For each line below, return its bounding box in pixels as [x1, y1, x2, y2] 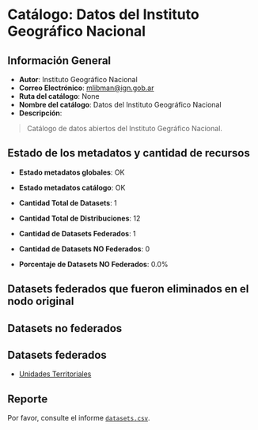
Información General [7, 54, 112, 67]
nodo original [7, 295, 74, 308]
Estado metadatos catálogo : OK [18, 183, 126, 192]
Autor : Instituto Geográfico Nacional [18, 75, 138, 84]
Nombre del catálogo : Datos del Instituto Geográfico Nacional [18, 100, 222, 109]
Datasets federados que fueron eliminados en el [7, 282, 249, 296]
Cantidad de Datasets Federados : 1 [18, 228, 136, 238]
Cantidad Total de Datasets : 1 [18, 198, 118, 207]
